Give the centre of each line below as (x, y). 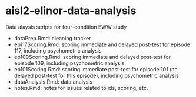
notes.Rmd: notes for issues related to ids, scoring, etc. (81, 88)
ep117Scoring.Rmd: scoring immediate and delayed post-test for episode (102, 44)
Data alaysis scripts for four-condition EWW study (66, 27)
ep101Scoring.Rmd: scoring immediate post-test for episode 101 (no (96, 69)
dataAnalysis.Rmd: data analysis (53, 82)
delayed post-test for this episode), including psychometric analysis (96, 75)
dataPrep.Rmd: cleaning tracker (52, 38)
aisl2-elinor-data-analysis (71, 11)
